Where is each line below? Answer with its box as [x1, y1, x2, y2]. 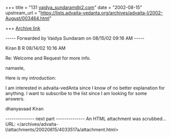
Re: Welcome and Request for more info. [5, 55, 91, 61]
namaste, [5, 65, 25, 71]
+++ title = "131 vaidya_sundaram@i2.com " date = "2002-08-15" [5, 5, 142, 10]
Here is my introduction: [5, 75, 56, 81]
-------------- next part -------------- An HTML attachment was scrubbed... [5, 115, 167, 122]
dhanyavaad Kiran [5, 106, 44, 112]
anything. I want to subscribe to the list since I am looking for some [5, 90, 147, 96]
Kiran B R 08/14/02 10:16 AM [5, 45, 66, 51]
